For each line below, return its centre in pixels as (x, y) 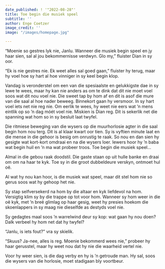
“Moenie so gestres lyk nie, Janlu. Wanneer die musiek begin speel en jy (79, 51)
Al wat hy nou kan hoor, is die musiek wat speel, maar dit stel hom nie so (79, 177)
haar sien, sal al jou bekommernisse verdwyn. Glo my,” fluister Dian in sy (79, 56)
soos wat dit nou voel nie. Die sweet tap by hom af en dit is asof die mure (80, 96)
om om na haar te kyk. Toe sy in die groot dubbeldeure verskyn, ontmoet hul (82, 162)
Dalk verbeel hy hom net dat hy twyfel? (45, 222)
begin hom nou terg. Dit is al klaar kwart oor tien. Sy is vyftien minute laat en (82, 132)
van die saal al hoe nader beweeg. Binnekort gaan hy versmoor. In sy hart (80, 101)
